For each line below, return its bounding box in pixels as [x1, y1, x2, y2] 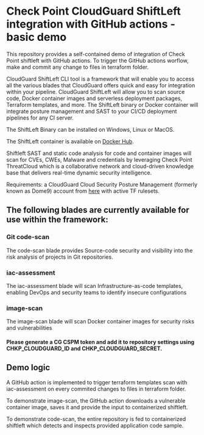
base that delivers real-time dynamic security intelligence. [6, 169, 152, 176]
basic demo [6, 31, 67, 44]
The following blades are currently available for [6, 205, 190, 215]
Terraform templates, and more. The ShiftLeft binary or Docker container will [6, 101, 199, 108]
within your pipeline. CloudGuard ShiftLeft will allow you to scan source [6, 88, 185, 95]
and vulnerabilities [6, 325, 53, 332]
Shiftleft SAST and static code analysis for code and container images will [6, 149, 192, 157]
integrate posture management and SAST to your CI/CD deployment [6, 107, 177, 115]
